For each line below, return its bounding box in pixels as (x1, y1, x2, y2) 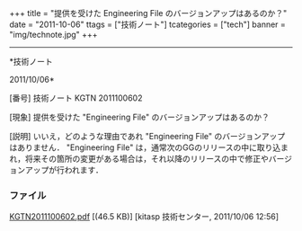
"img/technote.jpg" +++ (9, 30, 98, 40)
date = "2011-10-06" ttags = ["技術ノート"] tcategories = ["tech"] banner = (9, 19, 286, 30)
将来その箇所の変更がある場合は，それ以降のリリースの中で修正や (24, 154, 270, 164)
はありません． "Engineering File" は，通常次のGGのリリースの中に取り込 (9, 142, 281, 153)
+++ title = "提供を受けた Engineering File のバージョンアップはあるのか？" (9, 8, 288, 18)
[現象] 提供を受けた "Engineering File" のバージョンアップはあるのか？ (9, 111, 270, 122)
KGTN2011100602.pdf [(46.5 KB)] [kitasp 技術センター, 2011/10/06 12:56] (9, 211, 280, 222)
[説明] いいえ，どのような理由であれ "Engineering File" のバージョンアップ (9, 131, 286, 141)
